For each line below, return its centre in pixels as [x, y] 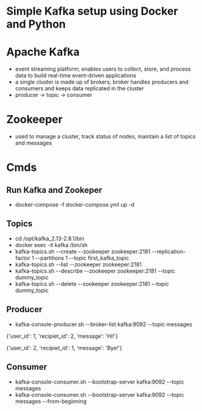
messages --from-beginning [51, 401]
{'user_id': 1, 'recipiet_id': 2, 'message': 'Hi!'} [62, 336]
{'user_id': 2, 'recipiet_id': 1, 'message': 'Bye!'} [64, 348]
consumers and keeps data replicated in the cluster [79, 88]
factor [23, 258]
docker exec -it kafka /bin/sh [51, 245]
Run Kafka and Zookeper [54, 190]
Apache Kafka [43, 52]
